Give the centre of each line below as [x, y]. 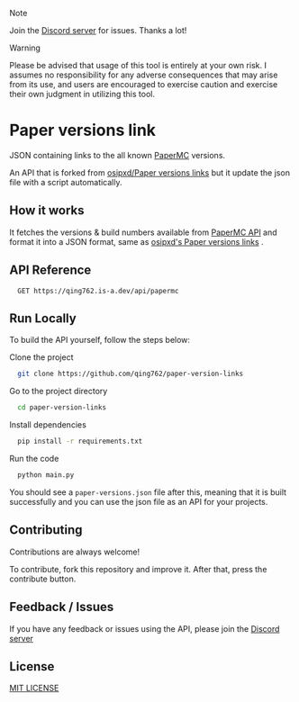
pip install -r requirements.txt [80, 441]
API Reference [50, 270]
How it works [47, 211]
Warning [25, 48]
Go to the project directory [59, 391]
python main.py [46, 475]
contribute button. [43, 579]
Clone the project [41, 357]
